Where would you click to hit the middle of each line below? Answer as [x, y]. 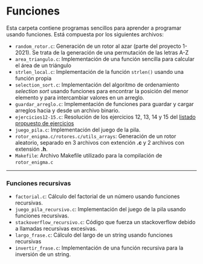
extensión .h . [31, 149]
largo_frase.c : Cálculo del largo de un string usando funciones [94, 235]
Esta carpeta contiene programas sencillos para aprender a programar [94, 28]
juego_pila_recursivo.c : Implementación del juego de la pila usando [100, 210]
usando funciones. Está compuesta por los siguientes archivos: [85, 34]
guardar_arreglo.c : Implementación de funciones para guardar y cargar [105, 104]
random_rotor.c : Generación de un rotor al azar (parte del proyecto [98, 46]
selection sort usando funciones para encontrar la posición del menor [102, 91]
